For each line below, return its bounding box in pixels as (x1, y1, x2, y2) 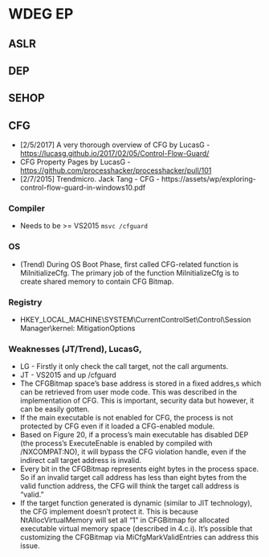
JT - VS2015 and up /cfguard (19, 371, 116, 380)
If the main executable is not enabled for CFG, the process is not (19, 413, 234, 423)
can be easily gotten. (19, 404, 90, 414)
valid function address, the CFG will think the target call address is (19, 481, 239, 491)
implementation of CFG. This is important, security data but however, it (19, 395, 255, 406)
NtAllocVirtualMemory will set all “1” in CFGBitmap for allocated (19, 515, 230, 525)
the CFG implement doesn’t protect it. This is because (19, 507, 198, 517)
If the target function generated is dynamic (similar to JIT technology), (19, 498, 253, 508)
